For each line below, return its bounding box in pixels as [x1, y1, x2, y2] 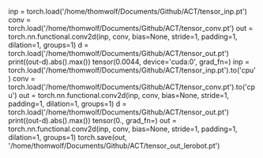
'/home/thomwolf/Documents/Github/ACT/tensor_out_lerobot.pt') [8, 141, 220, 150]
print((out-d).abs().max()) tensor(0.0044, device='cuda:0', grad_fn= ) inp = [8, 57, 250, 66]
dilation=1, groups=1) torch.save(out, [8, 133, 128, 141]
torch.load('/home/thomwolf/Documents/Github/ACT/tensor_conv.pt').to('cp [8, 82, 255, 92]
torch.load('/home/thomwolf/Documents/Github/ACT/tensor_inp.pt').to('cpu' [8, 66, 257, 74]
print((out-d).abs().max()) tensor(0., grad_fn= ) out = [8, 116, 177, 125]
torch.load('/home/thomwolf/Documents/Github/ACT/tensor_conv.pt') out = [8, 24, 254, 32]
